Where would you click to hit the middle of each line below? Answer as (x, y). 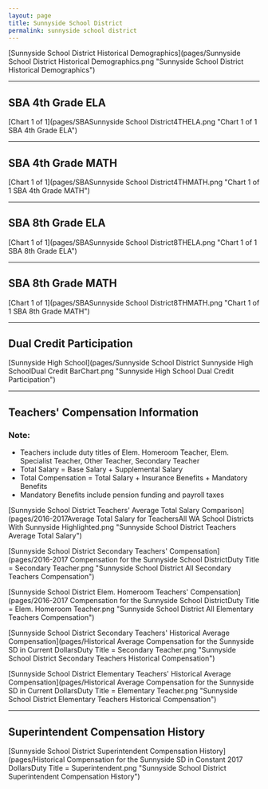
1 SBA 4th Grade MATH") (49, 191)
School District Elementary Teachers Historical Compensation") (112, 700)
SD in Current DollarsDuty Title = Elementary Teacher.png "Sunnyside (123, 691)
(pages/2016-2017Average (51, 519)
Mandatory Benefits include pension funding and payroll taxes (122, 495)
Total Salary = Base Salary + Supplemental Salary (101, 469)
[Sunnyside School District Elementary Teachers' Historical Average (120, 674)
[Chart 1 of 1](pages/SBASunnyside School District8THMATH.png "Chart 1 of (134, 302)
